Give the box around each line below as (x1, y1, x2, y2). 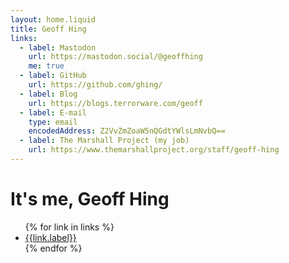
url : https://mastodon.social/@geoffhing (28, 52, 203, 62)
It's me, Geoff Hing (10, 188, 170, 211)
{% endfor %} (24, 242, 83, 254)
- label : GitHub (19, 71, 87, 81)
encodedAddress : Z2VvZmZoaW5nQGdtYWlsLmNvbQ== (28, 126, 226, 136)
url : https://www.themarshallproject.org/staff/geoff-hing (28, 145, 280, 155)
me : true (28, 61, 65, 71)
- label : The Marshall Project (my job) (19, 136, 190, 146)
